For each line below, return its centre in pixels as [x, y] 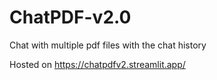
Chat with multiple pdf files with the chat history [108, 45]
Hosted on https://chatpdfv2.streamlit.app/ [97, 64]
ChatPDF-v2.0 [70, 17]
